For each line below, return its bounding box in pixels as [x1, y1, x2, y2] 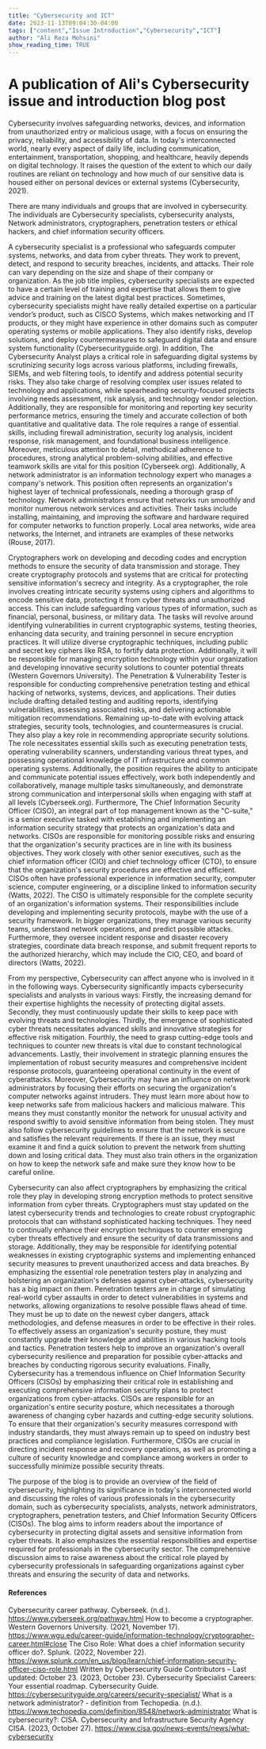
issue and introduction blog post [8, 92, 226, 110]
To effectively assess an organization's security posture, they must [8, 1326, 227, 1336]
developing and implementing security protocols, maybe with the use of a [8, 907, 249, 917]
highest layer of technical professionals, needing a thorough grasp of [8, 487, 234, 496]
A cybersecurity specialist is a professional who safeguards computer [8, 242, 236, 252]
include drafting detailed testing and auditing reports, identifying [8, 697, 218, 706]
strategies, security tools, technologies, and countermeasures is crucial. [8, 722, 244, 732]
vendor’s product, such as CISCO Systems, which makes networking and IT [8, 310, 255, 319]
